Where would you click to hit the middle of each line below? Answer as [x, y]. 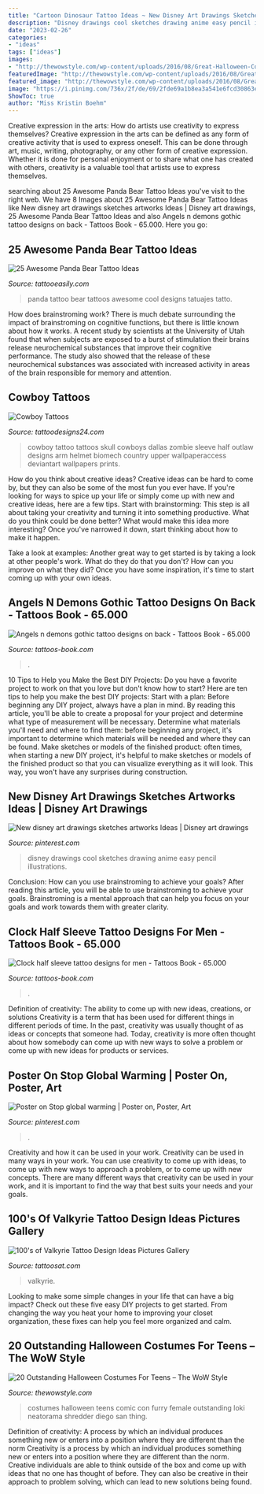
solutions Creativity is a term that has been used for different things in [121, 1018]
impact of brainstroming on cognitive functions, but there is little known [124, 322]
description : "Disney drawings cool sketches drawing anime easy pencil [130, 23]
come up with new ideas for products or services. [88, 1051]
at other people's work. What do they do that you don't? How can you [121, 561]
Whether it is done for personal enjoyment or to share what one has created [131, 159]
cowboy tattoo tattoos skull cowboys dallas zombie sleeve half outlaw [140, 447]
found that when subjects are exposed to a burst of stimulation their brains [129, 339]
